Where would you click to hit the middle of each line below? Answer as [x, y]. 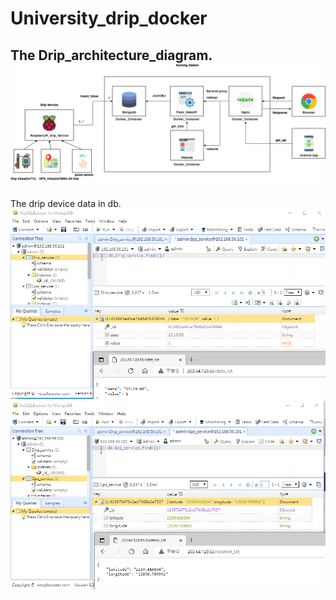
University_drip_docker [109, 18]
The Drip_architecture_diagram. [111, 55]
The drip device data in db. [66, 203]
